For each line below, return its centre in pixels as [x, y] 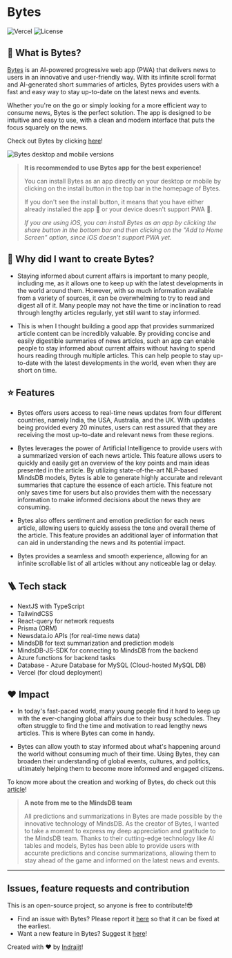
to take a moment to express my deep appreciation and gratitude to [120, 831]
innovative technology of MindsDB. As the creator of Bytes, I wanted [122, 824]
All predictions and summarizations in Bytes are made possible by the [123, 816]
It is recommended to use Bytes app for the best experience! [113, 168]
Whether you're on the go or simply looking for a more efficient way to [107, 105]
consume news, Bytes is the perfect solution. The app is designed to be [109, 112]
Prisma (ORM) [37, 628]
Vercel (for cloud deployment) [60, 673]
